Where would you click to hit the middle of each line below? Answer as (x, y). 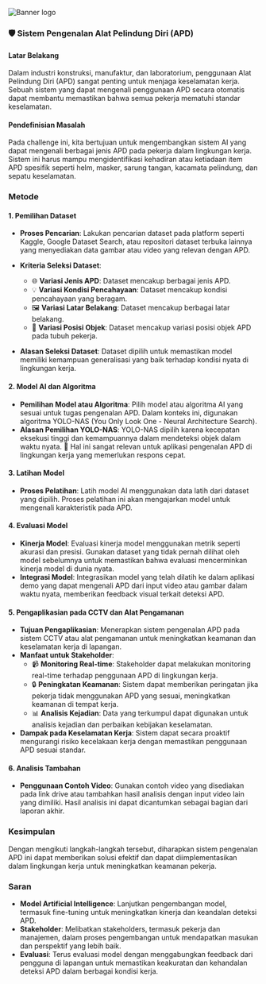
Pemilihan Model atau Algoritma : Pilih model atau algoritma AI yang (131, 404)
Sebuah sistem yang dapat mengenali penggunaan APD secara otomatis (126, 90)
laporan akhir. (42, 811)
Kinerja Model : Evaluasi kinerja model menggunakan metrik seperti (130, 543)
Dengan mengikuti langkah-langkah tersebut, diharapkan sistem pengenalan (133, 849)
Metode (23, 197)
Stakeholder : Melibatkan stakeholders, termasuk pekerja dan (120, 929)
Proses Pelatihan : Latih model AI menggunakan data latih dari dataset (134, 490)
